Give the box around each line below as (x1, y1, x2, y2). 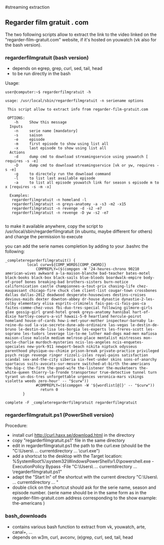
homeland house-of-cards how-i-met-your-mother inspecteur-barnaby (5, 319, 146, 323)
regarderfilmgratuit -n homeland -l (11, 197, 87, 202)
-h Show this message (14, 120, 67, 125)
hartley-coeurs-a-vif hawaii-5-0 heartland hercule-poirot (18, 314, 141, 319)
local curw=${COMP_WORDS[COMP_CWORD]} (27, 262, 107, 267)
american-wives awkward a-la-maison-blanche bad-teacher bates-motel (5, 271, 151, 276)
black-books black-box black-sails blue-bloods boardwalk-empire (5, 275, 141, 280)
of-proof (5, 280, 23, 285)
